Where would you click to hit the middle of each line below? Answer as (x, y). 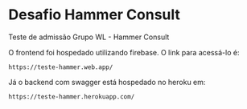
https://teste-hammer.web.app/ (61, 67)
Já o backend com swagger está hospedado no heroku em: (107, 82)
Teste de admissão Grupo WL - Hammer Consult (89, 37)
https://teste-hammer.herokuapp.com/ (72, 97)
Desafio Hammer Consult (95, 15)
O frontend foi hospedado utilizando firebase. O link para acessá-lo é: (124, 52)
